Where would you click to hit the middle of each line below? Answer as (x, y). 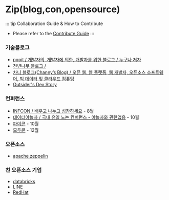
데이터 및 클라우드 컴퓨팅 (49, 79)
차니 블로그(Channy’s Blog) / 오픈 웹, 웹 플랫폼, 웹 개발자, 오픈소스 (79, 72)
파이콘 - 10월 (26, 123)
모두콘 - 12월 (26, 130)
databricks (24, 182)
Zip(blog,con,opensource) (63, 9)
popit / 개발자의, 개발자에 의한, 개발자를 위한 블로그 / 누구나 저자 (77, 60)
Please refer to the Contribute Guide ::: (54, 33)
